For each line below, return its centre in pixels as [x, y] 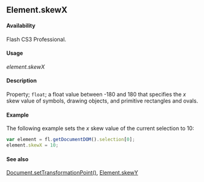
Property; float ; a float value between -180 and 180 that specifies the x [96, 94]
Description [22, 81]
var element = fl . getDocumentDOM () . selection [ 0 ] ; [71, 140]
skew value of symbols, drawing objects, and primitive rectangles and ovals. [102, 101]
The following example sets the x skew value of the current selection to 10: [100, 128]
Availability [21, 25]
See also [17, 159]
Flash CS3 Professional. [36, 39]
